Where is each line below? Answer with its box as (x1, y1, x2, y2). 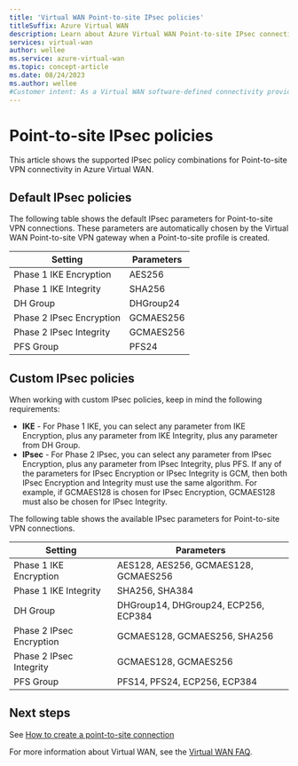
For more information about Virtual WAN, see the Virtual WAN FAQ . (9, 746, 253, 757)
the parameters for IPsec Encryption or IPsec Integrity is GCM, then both (21, 468, 288, 479)
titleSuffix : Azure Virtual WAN (9, 21, 129, 30)
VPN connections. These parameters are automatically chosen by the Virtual (9, 223, 289, 233)
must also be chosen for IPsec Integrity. (21, 496, 169, 507)
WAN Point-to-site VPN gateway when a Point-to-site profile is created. (9, 233, 271, 243)
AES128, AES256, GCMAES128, (116, 559, 255, 572)
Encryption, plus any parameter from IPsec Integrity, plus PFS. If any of (21, 459, 282, 470)
